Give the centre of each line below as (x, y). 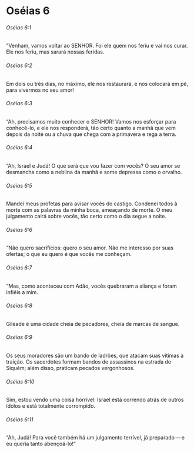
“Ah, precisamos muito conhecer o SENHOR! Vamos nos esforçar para (91, 121)
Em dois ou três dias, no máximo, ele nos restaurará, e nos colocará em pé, (97, 84)
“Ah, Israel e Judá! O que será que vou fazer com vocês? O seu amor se (93, 166)
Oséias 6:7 (19, 268)
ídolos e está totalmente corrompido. (51, 406)
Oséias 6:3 (19, 104)
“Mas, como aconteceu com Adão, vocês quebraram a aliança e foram (92, 286)
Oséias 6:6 (19, 229)
